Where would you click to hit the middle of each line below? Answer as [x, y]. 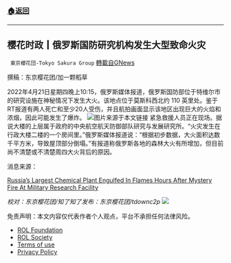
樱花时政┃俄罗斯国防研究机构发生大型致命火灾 [107, 45]
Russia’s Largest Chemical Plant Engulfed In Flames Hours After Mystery [110, 181]
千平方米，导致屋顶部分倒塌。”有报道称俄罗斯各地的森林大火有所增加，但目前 [115, 144]
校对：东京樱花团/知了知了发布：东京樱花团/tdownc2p [84, 202]
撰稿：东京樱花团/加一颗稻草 [47, 78]
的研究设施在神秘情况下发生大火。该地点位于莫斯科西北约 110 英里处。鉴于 [113, 100]
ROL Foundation [40, 230]
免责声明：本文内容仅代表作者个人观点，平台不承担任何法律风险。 [100, 216]
